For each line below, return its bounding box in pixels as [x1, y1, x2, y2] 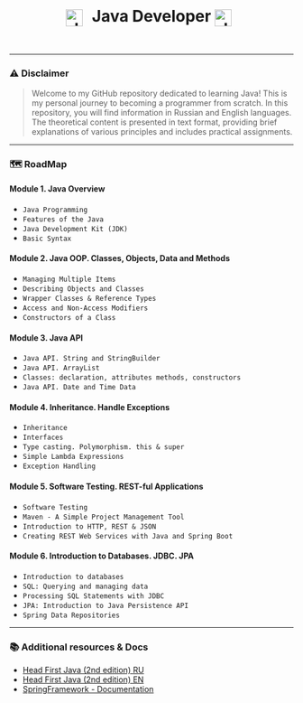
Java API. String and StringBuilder [22, 354, 161, 363]
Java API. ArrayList [22, 363, 100, 373]
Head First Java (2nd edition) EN [22, 674, 144, 685]
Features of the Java [22, 214, 104, 224]
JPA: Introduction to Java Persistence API [22, 601, 189, 610]
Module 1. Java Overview [9, 183, 106, 194]
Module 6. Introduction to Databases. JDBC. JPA [9, 550, 195, 561]
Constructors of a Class [22, 313, 116, 322]
